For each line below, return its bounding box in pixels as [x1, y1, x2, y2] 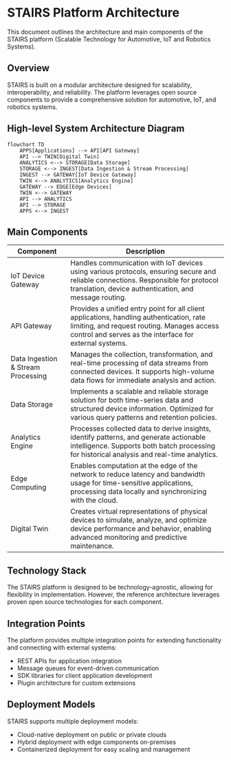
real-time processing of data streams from [69, 358, 208, 368]
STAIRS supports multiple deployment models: [7, 717, 139, 725]
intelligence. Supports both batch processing [69, 441, 215, 451]
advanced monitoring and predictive [69, 533, 188, 543]
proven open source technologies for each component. [7, 598, 164, 606]
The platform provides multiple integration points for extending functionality [7, 636, 222, 644]
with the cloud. [69, 496, 118, 505]
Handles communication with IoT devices [69, 258, 203, 268]
